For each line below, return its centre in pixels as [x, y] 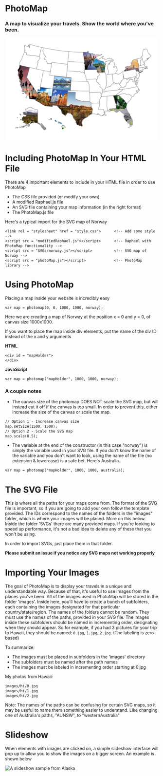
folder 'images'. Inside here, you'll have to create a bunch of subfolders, [77, 602]
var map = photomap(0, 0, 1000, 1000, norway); [54, 308]
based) [12, 638]
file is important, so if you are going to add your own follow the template [77, 508]
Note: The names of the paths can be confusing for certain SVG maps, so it [81, 705]
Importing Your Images [52, 573]
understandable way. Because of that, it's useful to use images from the [77, 591]
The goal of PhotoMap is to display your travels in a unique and [68, 586]
